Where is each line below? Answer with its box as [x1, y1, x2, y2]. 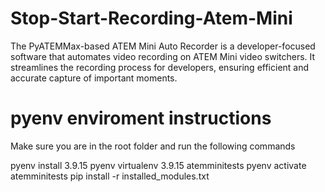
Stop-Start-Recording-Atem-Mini [10, 7, 293, 30]
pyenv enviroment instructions [10, 107, 272, 130]
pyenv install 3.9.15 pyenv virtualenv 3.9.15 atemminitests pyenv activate [10, 159, 307, 171]
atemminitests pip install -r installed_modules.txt [10, 170, 210, 182]
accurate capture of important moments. [10, 72, 178, 84]
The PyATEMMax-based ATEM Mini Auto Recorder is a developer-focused [10, 40, 316, 52]
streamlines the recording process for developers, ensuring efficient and [10, 61, 310, 73]
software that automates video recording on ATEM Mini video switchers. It [10, 50, 316, 62]
